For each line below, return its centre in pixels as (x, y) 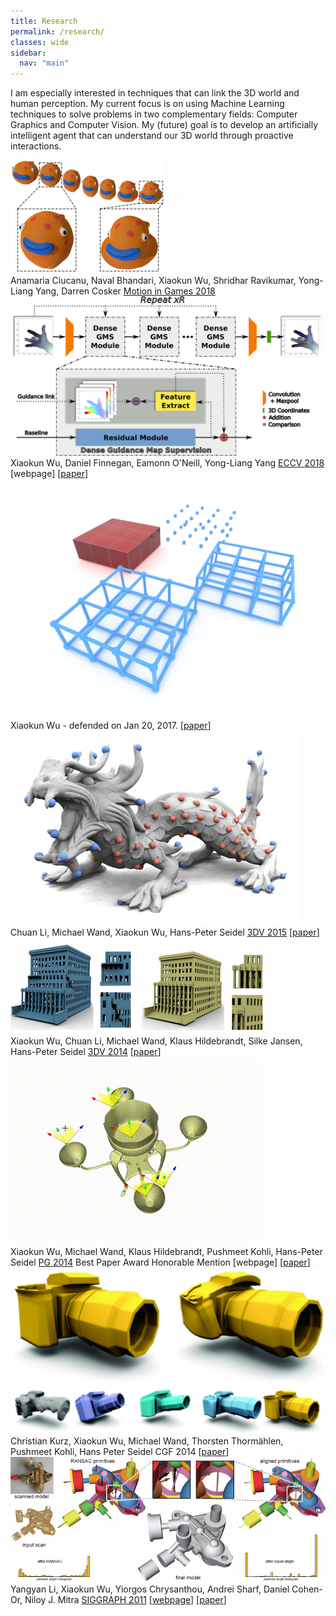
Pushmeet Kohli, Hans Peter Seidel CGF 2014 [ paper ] (120, 1451)
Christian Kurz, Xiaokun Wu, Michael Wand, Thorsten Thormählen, (147, 1441)
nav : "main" (44, 63)
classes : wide (40, 42)
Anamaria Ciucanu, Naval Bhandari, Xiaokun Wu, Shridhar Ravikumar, (153, 281)
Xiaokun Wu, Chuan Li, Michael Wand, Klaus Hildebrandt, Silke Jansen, (156, 1041)
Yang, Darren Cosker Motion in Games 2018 (125, 291)
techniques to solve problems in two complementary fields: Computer (154, 114)
